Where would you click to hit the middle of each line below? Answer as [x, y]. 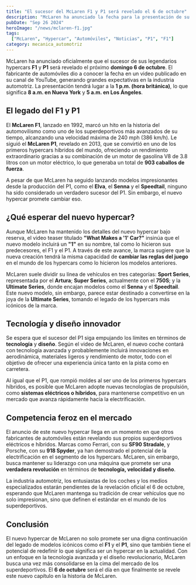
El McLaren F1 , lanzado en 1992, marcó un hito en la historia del [83, 125]
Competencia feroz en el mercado [69, 418]
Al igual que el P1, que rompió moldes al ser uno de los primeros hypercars [96, 380]
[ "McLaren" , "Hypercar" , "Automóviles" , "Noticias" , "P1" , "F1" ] [93, 39]
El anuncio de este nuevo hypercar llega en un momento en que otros [90, 432]
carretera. [18, 369]
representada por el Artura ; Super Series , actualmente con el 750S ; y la [93, 280]
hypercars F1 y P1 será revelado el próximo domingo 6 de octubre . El [89, 67]
